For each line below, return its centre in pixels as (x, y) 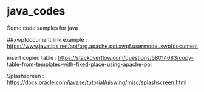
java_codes (36, 11)
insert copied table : (32, 57)
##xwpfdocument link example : (47, 39)
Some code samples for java (42, 28)
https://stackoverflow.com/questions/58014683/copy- (126, 57)
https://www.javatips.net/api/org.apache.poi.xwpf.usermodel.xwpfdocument (103, 46)
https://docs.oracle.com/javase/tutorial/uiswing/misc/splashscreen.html (97, 82)
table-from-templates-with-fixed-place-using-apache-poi (80, 64)
